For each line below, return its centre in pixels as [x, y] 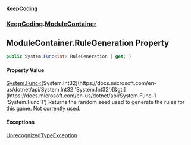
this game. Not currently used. [43, 108]
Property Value [25, 70]
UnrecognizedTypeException [42, 135]
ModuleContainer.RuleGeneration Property [88, 42]
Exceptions [20, 122]
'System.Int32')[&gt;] [100, 90]
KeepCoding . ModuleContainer [51, 24]
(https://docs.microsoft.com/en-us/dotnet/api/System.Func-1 [81, 96]
